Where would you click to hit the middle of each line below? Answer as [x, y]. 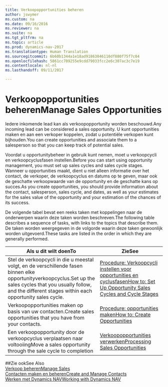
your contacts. [24, 324]
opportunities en [119, 275]
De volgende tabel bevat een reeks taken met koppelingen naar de [74, 212]
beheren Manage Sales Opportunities [83, 110]
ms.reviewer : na [22, 28]
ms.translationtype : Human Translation [47, 51]
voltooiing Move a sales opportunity [49, 344]
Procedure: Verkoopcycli [129, 262]
